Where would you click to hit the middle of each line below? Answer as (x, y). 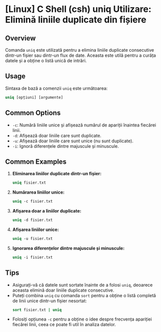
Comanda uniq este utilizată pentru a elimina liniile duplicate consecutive (80, 50)
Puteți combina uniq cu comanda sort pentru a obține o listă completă (84, 295)
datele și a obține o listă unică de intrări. (46, 60)
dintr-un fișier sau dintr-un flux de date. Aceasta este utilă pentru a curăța (81, 55)
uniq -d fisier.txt (33, 220)
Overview (21, 38)
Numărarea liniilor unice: (38, 192)
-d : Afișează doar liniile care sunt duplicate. (57, 135)
